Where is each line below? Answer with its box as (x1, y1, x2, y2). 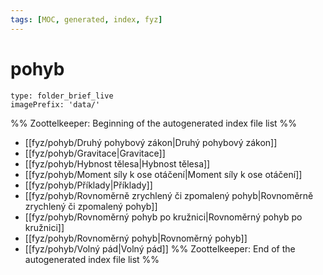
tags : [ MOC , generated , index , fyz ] (10, 14, 163, 25)
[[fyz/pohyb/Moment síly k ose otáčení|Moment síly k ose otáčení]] (24, 168, 303, 180)
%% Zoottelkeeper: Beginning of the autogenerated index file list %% (10, 117, 298, 129)
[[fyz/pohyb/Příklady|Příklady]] (24, 179, 153, 191)
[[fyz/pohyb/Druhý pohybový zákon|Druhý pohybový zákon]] (24, 136, 278, 148)
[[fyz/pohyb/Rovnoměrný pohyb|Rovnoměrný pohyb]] (24, 232, 248, 244)
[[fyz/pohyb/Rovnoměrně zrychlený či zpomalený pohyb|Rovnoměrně (24, 189, 314, 201)
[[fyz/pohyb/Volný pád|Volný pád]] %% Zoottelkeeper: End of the (24, 242, 296, 255)
